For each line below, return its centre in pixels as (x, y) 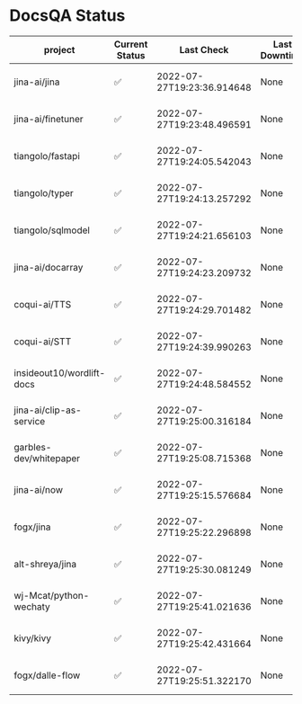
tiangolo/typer (44, 192)
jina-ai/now (39, 489)
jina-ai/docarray (49, 267)
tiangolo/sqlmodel (52, 230)
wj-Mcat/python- (52, 595)
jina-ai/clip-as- (48, 410)
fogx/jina (32, 527)
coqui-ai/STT (43, 341)
